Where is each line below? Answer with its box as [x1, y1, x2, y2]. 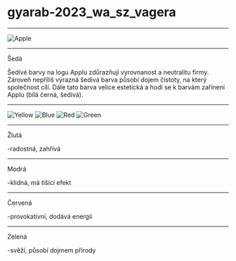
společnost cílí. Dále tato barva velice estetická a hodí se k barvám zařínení [7, 82, 225, 91]
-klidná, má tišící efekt [7, 178, 72, 186]
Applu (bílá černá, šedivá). [7, 90, 84, 98]
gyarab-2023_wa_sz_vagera [7, 4, 177, 20]
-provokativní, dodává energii [7, 212, 93, 220]
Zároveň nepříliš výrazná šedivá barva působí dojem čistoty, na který [7, 75, 207, 84]
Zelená [7, 232, 27, 241]
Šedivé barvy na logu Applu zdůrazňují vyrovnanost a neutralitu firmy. [7, 68, 209, 76]
